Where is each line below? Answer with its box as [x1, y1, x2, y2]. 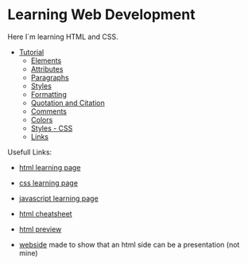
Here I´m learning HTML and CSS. [7, 32, 118, 41]
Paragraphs [30, 72, 69, 82]
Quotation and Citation [30, 98, 105, 107]
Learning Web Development [7, 6, 196, 24]
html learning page [18, 162, 81, 172]
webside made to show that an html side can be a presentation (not [18, 240, 240, 249]
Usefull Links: [7, 147, 52, 157]
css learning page [18, 177, 79, 188]
